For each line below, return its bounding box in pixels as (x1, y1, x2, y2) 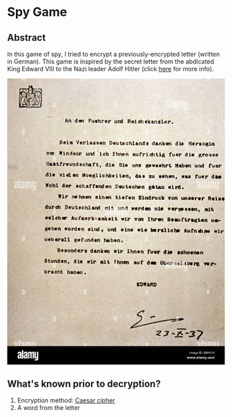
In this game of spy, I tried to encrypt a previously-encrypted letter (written (7, 50, 220, 58)
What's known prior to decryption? (7, 378, 161, 390)
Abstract (7, 32, 46, 44)
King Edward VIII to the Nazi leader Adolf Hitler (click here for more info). (7, 65, 214, 73)
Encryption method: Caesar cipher (17, 396, 115, 405)
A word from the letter (17, 404, 81, 412)
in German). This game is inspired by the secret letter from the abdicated (7, 57, 215, 66)
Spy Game (7, 4, 68, 20)
